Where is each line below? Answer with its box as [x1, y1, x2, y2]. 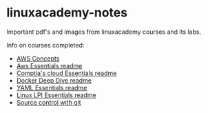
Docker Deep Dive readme [16, 76, 92, 84]
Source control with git [16, 98, 81, 106]
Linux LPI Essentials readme [16, 91, 97, 99]
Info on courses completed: [6, 41, 85, 49]
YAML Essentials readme [16, 83, 87, 92]
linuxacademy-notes [6, 5, 128, 21]
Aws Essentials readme [16, 61, 83, 70]
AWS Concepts [16, 54, 60, 63]
